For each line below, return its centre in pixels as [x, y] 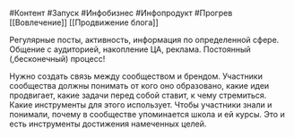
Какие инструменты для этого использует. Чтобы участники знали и [141, 105]
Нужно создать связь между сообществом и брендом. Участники [136, 76]
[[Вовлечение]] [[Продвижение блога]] [84, 22]
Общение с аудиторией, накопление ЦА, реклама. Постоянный [130, 49]
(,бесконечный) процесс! [57, 59]
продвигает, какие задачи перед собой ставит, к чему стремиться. [138, 95]
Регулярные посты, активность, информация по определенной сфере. [144, 40]
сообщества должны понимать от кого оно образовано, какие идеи [139, 86]
